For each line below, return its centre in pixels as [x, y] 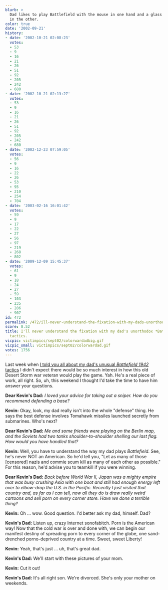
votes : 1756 [17, 350]
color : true [17, 24]
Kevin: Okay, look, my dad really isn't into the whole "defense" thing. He [79, 410]
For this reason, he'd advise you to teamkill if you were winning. [71, 467]
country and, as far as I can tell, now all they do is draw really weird [75, 493]
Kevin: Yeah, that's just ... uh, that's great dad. [53, 548]
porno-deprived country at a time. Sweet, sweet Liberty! [84, 539]
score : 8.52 [17, 327]
